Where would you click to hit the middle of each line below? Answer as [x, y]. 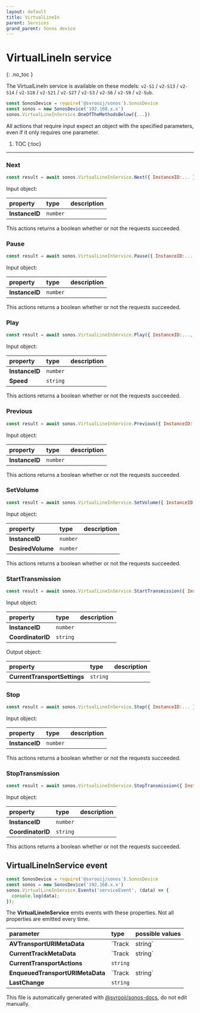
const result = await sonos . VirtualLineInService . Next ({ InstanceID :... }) [102, 177]
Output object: [24, 651]
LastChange [27, 983]
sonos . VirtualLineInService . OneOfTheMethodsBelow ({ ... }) [78, 114]
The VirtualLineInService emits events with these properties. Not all [90, 913]
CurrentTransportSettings [47, 677]
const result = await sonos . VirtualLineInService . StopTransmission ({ [94, 786]
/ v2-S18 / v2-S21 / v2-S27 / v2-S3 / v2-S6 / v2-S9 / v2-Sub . [85, 93]
